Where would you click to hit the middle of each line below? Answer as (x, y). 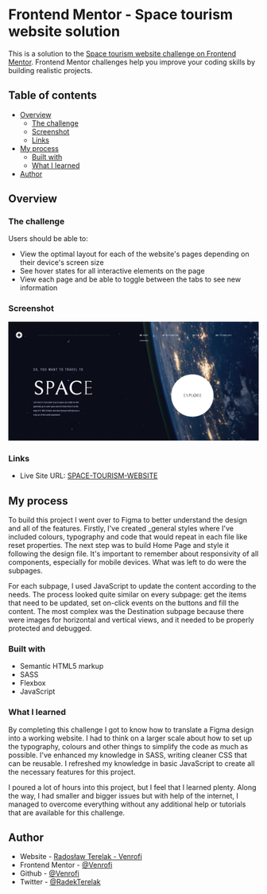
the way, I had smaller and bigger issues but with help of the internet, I (123, 795)
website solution (64, 31)
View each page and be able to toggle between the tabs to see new (130, 279)
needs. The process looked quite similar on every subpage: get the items (128, 595)
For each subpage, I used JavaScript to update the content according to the (132, 586)
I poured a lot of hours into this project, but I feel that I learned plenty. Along (132, 787)
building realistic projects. (50, 70)
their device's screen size (62, 262)
